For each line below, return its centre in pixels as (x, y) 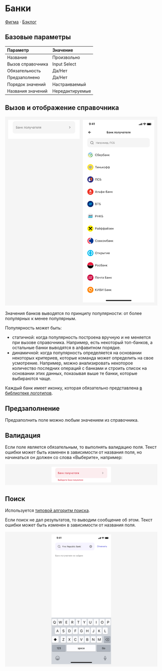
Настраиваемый (69, 84)
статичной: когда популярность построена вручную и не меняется (81, 337)
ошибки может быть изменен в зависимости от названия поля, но (74, 452)
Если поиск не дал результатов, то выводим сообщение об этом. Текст (79, 520)
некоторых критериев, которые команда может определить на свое (83, 358)
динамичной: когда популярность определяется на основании (77, 353)
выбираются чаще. (32, 378)
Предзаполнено (23, 78)
